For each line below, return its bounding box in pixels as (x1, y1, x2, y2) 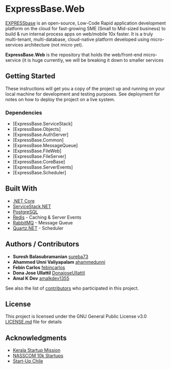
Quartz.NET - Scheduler (12, 225, 64, 231)
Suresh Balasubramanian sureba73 (12, 253, 88, 260)
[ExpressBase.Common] (12, 137, 64, 143)
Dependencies (5, 109, 42, 116)
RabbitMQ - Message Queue (12, 219, 73, 225)
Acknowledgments (5, 333, 67, 342)
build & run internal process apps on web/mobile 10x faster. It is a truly (5, 31, 153, 37)
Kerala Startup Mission (12, 347, 61, 353)
